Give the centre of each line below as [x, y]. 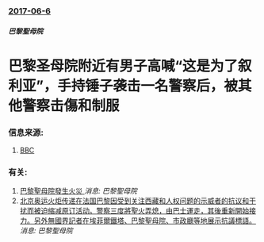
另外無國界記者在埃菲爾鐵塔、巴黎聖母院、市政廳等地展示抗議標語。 [145, 221]
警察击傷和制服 [71, 106]
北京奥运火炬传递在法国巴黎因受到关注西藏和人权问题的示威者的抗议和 [134, 201]
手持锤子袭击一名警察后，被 [147, 86]
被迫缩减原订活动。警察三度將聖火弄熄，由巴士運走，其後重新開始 [142, 211]
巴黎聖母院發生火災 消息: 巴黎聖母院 [78, 191]
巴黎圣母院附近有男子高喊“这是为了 [123, 66]
